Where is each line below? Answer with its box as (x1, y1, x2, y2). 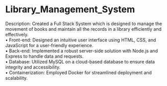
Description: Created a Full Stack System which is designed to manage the (5, 20, 162, 27)
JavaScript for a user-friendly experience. (5, 42, 93, 48)
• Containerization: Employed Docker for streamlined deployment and (5, 69, 152, 75)
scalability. (5, 75, 28, 81)
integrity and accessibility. (5, 64, 61, 70)
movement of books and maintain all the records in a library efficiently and (5, 26, 162, 32)
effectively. (5, 31, 29, 37)
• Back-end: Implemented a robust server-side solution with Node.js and (5, 48, 158, 54)
